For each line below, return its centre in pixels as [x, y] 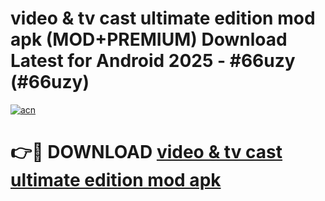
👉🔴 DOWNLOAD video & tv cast [146, 152]
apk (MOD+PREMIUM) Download [149, 39]
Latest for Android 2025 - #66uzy [153, 61]
